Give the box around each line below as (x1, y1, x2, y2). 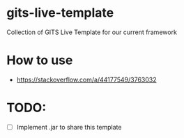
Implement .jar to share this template (16, 123, 122, 131)
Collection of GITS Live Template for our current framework (6, 28, 177, 36)
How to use (6, 52, 73, 68)
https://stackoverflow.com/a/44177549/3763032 (16, 75, 157, 84)
